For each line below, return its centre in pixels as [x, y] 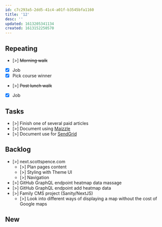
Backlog [18, 150]
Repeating [21, 49]
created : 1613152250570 [30, 28]
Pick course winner [32, 76]
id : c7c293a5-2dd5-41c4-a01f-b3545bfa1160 [50, 10]
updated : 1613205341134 [30, 24]
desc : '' [14, 19]
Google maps [33, 204]
